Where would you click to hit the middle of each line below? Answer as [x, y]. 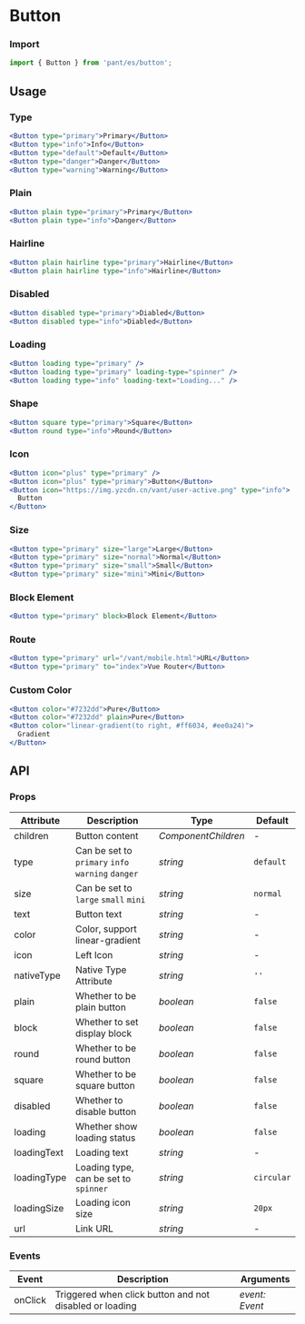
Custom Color [41, 690]
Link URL [94, 1229]
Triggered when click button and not [133, 1294]
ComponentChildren [202, 835]
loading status [106, 1138]
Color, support [107, 929]
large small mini [111, 899]
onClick [30, 1299]
